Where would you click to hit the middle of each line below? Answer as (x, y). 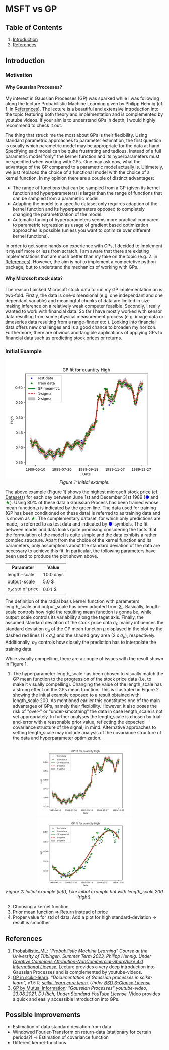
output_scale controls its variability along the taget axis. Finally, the (75, 617)
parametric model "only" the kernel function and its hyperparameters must (82, 156)
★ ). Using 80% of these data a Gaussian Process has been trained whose (82, 503)
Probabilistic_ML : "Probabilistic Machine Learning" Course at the (80, 951)
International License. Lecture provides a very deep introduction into (83, 967)
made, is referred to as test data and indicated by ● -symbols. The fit (76, 524)
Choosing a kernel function (40, 906)
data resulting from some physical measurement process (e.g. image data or (84, 316)
